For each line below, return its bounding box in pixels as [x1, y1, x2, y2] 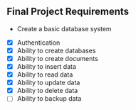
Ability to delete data [16, 87, 78, 95]
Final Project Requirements [6, 6, 130, 18]
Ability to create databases [16, 46, 96, 55]
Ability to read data [16, 70, 73, 79]
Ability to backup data [16, 94, 82, 103]
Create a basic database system [16, 24, 112, 33]
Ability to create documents [16, 54, 99, 62]
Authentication [16, 38, 61, 47]
